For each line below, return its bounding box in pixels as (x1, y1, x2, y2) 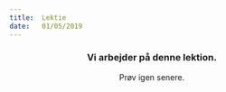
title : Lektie (9, 13, 67, 23)
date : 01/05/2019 (9, 22, 83, 31)
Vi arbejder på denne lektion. (87, 51, 217, 64)
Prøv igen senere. (118, 71, 185, 82)
